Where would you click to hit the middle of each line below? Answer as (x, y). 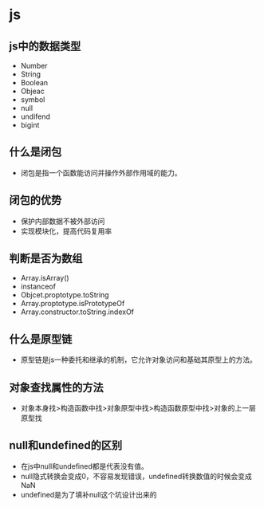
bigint (30, 125)
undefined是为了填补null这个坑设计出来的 (89, 494)
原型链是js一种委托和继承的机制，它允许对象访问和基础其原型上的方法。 (139, 360)
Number (34, 66)
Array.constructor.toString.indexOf (77, 312)
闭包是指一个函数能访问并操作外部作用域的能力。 (101, 172)
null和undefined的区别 (66, 445)
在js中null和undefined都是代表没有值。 (84, 466)
